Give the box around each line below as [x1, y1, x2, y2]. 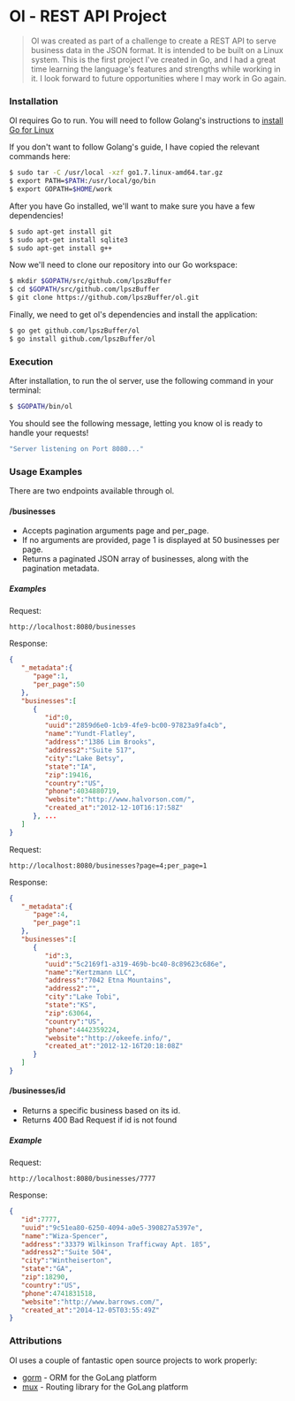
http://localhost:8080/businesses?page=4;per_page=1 [9, 861, 208, 870]
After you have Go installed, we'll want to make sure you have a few [9, 201, 255, 211]
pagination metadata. [21, 563, 100, 574]
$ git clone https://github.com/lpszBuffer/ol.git [9, 294, 200, 302]
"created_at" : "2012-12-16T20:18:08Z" [44, 1042, 184, 1051]
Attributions [9, 1335, 63, 1347]
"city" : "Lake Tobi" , [44, 992, 121, 1001]
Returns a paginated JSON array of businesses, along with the [21, 554, 249, 564]
